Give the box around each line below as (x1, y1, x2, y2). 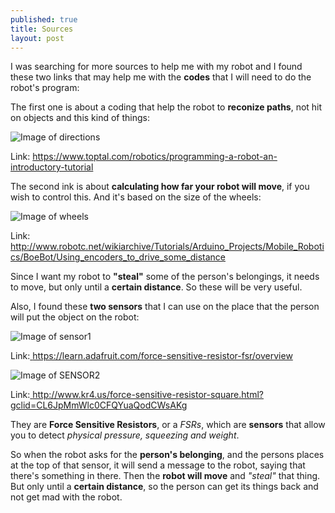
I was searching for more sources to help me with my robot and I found (10, 61, 303, 73)
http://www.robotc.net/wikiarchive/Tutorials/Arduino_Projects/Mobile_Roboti (10, 241, 325, 253)
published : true (10, 14, 78, 25)
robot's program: (10, 82, 80, 94)
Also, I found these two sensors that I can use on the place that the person (10, 301, 320, 313)
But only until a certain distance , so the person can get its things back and (10, 481, 319, 493)
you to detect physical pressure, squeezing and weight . (10, 429, 240, 441)
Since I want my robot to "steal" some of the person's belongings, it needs (10, 271, 320, 283)
